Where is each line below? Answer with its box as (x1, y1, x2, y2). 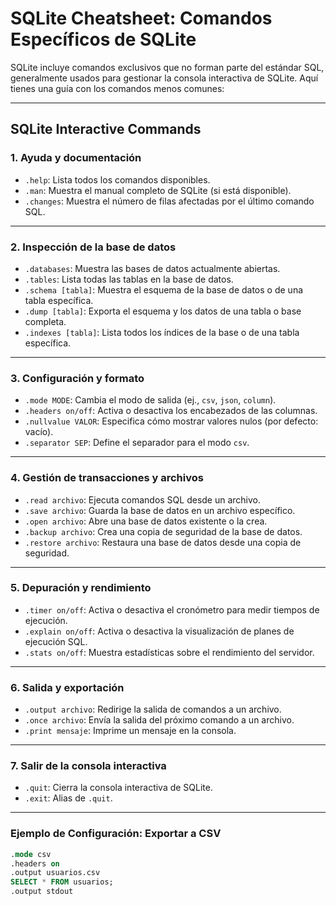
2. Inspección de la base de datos (10, 240, 177, 254)
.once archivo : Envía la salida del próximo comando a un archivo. (24, 714, 295, 726)
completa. (24, 315, 67, 327)
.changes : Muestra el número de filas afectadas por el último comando (24, 195, 315, 207)
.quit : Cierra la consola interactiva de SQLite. (24, 782, 214, 794)
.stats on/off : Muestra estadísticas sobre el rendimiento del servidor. (24, 646, 315, 658)
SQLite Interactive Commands (10, 121, 202, 138)
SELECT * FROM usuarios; (10, 877, 114, 887)
